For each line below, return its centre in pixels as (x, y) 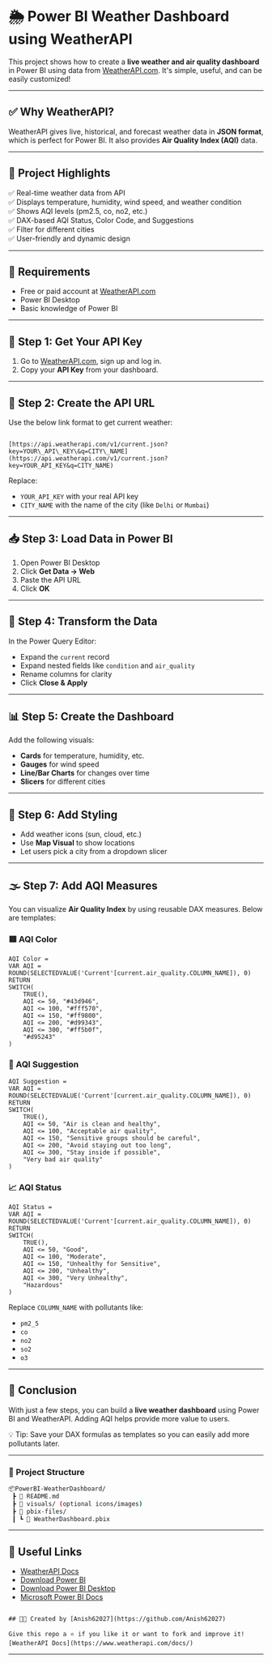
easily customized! (40, 79)
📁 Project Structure (47, 1472)
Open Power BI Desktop (60, 562)
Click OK (35, 588)
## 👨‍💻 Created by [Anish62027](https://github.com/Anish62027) (117, 1619)
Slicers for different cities (63, 782)
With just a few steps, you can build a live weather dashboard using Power (134, 1410)
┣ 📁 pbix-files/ (39, 1511)
